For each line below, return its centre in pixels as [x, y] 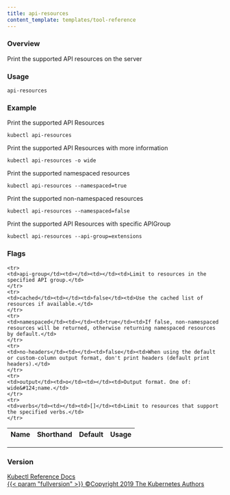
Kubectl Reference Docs [41, 476]
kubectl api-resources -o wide [52, 161]
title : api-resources [38, 13]
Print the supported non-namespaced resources [75, 199]
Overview [24, 44]
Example [22, 108]
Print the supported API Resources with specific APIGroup [89, 224]
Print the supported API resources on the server [75, 58]
